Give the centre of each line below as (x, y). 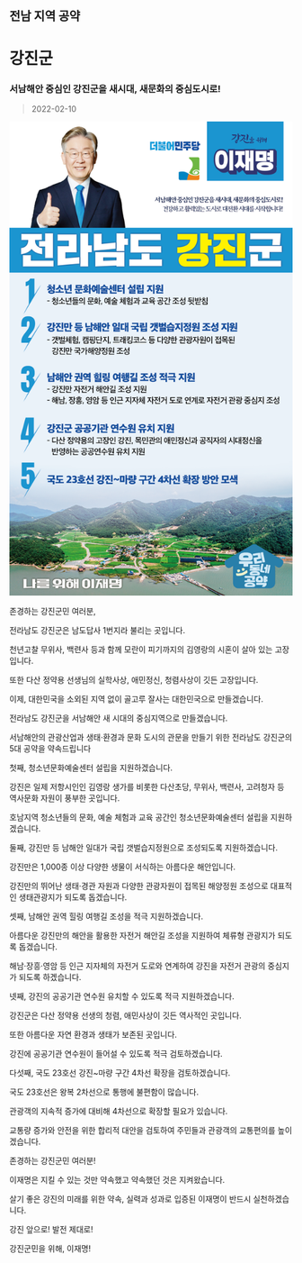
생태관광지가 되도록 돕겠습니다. (73, 897)
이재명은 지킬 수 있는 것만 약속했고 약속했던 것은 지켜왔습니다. (117, 1179)
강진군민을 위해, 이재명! (50, 1248)
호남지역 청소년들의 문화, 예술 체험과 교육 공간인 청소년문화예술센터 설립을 (139, 817)
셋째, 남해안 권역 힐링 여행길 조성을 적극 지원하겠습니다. (107, 916)
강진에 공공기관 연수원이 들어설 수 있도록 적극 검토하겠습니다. (116, 1053)
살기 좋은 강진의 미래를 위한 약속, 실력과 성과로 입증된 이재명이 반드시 (130, 1199)
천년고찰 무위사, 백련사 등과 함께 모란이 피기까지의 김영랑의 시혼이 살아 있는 (141, 649)
